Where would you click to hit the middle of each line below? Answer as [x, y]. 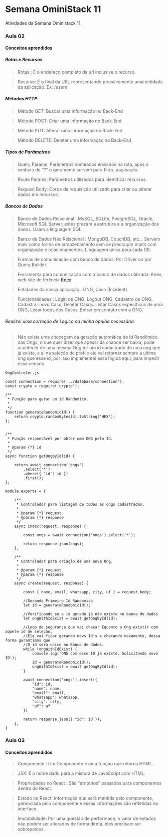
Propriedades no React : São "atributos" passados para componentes [90, 783]
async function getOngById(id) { [40, 456]
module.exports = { [26, 491]
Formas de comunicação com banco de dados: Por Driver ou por [85, 260]
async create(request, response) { [51, 583]
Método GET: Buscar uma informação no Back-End [70, 111]
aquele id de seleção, [29, 632]
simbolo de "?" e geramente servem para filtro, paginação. [78, 170]
